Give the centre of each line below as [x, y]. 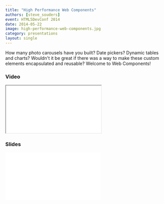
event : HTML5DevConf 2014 [32, 19]
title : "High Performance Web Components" [51, 10]
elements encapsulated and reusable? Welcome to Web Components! [78, 63]
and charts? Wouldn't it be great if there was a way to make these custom [82, 58]
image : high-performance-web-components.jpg [53, 29]
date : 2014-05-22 [24, 24]
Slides [13, 144]
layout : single [21, 39]
